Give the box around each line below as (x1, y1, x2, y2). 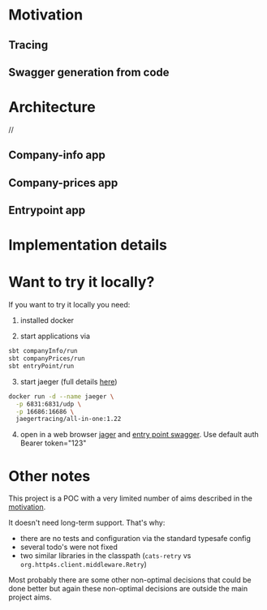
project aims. (8, 592, 53, 602)
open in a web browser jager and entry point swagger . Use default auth (19, 430, 259, 440)
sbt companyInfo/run (8, 347, 79, 355)
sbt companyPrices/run (8, 354, 85, 363)
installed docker (19, 316, 75, 325)
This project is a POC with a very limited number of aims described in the (8, 493, 253, 504)
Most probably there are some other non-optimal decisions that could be (8, 575, 252, 585)
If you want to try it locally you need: (8, 300, 131, 310)
